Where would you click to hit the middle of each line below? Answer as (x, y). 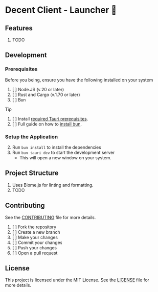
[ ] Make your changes (35, 237)
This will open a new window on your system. (65, 158)
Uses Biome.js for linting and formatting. (53, 185)
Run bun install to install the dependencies (56, 147)
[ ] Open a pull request (35, 253)
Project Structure (32, 173)
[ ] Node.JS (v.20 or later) (38, 89)
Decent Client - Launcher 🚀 (61, 10)
